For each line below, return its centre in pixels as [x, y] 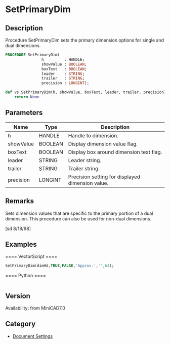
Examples [21, 244]
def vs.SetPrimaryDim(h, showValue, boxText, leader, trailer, [73, 92]
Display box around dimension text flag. [115, 152]
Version [18, 296]
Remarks [20, 201]
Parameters [24, 113]
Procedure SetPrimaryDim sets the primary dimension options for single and [85, 40]
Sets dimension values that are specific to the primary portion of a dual [79, 213]
